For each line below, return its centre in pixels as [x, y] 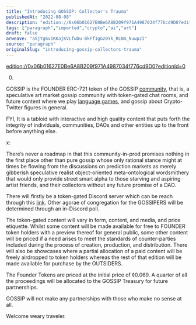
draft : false [22, 33]
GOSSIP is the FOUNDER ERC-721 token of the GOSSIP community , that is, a [98, 89]
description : [22, 22]
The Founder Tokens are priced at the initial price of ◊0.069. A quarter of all [97, 275]
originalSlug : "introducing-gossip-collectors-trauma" [74, 50]
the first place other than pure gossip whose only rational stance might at [94, 160]
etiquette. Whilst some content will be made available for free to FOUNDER [96, 226]
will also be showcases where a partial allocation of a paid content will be [94, 251]
